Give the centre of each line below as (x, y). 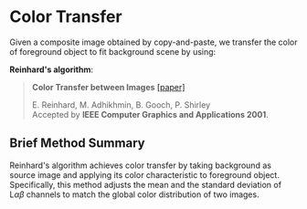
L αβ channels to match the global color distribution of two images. (134, 194)
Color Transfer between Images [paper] (108, 87)
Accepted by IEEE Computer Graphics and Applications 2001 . (150, 114)
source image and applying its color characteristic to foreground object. (145, 174)
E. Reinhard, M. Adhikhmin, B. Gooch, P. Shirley (121, 104)
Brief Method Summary (77, 143)
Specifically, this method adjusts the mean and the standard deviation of (145, 184)
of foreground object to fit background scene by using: (113, 51)
